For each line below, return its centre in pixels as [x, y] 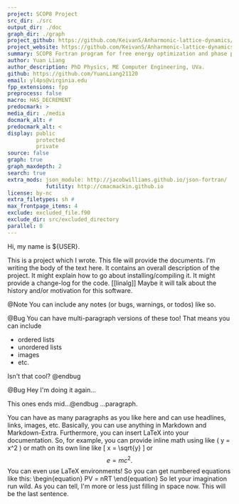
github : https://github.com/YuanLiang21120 [73, 73]
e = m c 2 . [119, 459]
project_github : [31, 41]
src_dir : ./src [30, 21]
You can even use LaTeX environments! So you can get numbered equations [119, 471]
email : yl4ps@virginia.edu [47, 80]
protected [51, 140]
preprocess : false [34, 93]
